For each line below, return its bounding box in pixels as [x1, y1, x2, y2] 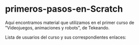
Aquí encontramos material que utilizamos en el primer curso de [5, 20, 135, 25]
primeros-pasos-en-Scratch [5, 3, 123, 15]
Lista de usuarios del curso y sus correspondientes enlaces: [5, 34, 126, 40]
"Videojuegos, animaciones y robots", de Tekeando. [5, 24, 110, 30]
